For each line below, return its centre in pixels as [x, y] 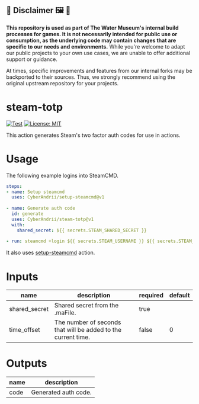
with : [18, 225]
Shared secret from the [86, 306]
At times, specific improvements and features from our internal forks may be [99, 70]
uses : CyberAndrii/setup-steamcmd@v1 [58, 197]
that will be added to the [88, 330]
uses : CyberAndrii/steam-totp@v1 [53, 219]
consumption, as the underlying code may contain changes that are [91, 40]
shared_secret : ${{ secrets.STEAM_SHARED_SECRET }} [82, 230]
